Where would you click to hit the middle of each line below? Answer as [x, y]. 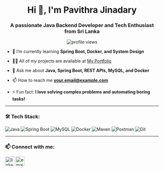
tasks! [19, 99]
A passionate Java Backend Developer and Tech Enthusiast [82, 25]
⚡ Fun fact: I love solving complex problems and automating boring [81, 92]
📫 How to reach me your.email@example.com [60, 80]
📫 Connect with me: [30, 147]
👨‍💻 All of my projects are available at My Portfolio [62, 61]
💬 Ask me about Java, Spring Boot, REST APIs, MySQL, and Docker [81, 71]
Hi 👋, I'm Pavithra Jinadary [82, 10]
